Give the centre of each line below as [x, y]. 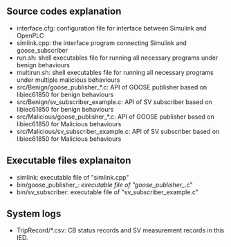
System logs [34, 214]
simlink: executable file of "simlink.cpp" [73, 177]
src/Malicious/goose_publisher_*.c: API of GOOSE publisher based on [115, 117]
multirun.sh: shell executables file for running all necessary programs [115, 72]
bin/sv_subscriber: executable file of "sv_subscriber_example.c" [107, 192]
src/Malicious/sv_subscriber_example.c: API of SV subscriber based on [118, 131]
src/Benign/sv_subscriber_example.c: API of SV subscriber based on [114, 102]
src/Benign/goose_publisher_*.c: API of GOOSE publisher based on [112, 87]
